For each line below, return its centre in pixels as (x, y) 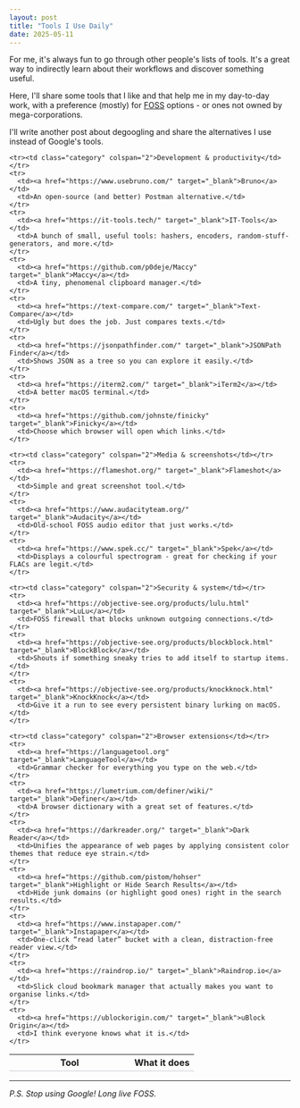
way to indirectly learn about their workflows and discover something (137, 69)
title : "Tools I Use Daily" (62, 26)
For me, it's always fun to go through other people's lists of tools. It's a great (150, 60)
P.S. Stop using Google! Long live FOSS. (83, 1094)
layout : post (33, 17)
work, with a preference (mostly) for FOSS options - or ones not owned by (146, 105)
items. (277, 659)
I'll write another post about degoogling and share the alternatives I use (141, 132)
